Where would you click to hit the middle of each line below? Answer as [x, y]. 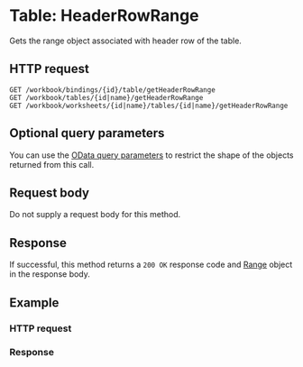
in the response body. [50, 274]
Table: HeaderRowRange [105, 16]
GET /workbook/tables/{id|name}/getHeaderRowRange [106, 97]
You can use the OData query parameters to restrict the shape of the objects [151, 155]
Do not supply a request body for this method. [95, 215]
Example [34, 303]
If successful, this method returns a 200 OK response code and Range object [151, 265]
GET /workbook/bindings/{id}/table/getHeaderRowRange [113, 90]
